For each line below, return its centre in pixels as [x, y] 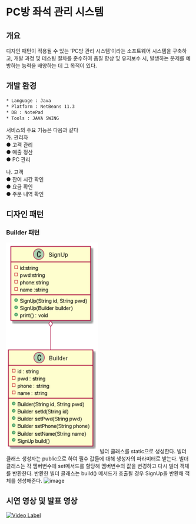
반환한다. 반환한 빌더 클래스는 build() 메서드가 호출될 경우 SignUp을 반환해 [98, 473]
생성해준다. [30, 480]
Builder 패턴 [23, 233]
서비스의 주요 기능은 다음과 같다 [42, 130]
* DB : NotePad [25, 112]
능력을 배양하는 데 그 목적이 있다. [59, 66]
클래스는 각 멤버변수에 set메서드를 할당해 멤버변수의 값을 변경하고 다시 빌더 [92, 466]
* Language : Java [29, 101]
